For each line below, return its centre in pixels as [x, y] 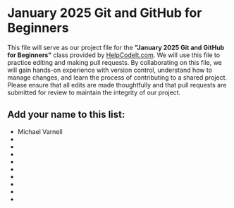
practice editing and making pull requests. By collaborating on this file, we [115, 62]
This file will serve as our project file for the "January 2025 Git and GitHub [116, 47]
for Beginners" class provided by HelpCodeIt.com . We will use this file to [114, 55]
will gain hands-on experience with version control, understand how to [110, 70]
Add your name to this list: [66, 115]
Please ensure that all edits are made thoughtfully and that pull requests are [117, 85]
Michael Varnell [40, 131]
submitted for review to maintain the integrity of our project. [94, 92]
